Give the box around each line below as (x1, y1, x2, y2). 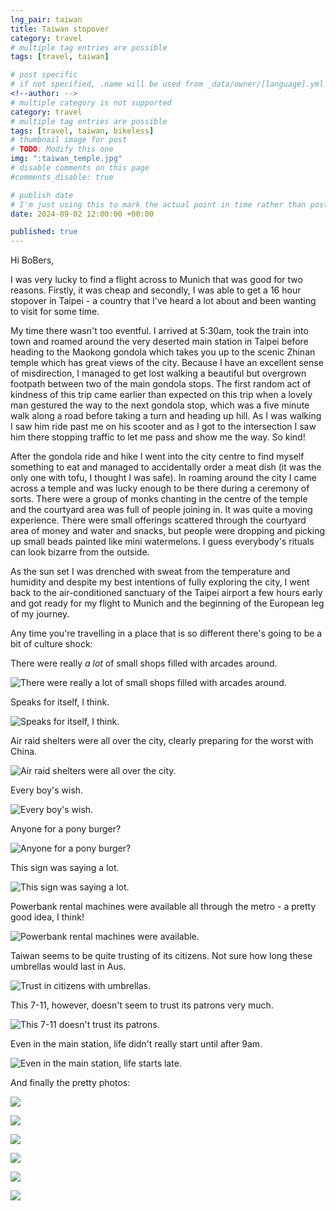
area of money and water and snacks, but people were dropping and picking (10, 525, 326, 537)
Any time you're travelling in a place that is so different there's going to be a (10, 627, 323, 640)
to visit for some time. (10, 306, 100, 318)
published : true (10, 227, 78, 237)
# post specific (10, 70, 78, 80)
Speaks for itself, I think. (10, 696, 110, 708)
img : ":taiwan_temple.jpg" (10, 154, 123, 164)
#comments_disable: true (10, 172, 114, 182)
